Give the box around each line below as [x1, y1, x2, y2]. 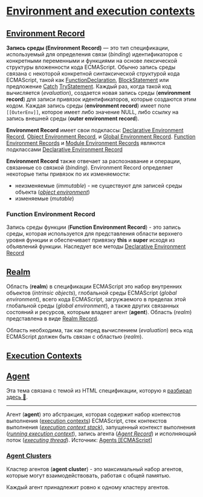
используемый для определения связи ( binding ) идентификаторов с [6, 51, 183, 58]
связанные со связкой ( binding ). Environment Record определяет [6, 164, 173, 171]
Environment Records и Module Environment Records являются [6, 139, 166, 146]
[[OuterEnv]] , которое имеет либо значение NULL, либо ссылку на [6, 109, 179, 115]
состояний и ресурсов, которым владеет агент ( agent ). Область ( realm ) [6, 309, 192, 316]
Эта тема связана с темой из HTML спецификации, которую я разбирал [6, 387, 192, 394]
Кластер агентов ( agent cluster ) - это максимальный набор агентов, [6, 465, 183, 472]
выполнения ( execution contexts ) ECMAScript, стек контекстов [6, 417, 167, 425]
